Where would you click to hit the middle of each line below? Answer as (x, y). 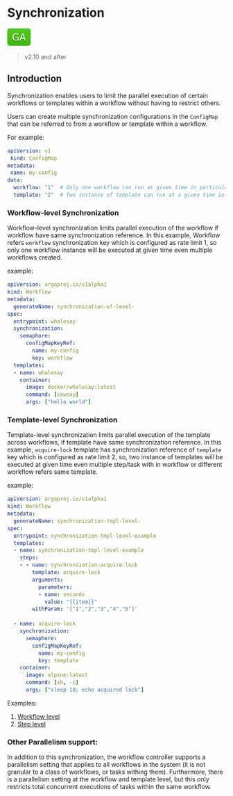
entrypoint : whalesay (45, 321)
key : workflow (52, 358)
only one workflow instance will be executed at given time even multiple (110, 250)
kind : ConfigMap (34, 158)
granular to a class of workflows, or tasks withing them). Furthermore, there (115, 772)
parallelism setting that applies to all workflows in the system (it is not (106, 765)
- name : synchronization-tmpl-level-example (79, 550)
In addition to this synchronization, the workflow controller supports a (106, 757)
